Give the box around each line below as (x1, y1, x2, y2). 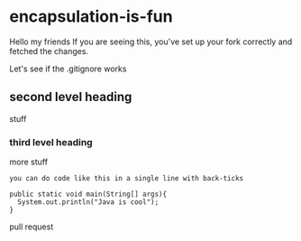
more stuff (9, 156, 48, 168)
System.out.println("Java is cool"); (17, 198, 160, 207)
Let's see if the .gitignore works (9, 63, 127, 74)
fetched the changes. (9, 45, 88, 56)
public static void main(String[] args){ (9, 190, 168, 199)
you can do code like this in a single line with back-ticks (9, 174, 244, 183)
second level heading (9, 89, 132, 105)
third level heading (9, 135, 93, 148)
